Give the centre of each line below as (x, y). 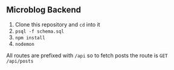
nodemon (24, 44)
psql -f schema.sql (40, 31)
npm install (30, 38)
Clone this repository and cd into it (58, 24)
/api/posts (20, 61)
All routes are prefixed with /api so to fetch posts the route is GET (87, 55)
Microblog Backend (44, 10)
